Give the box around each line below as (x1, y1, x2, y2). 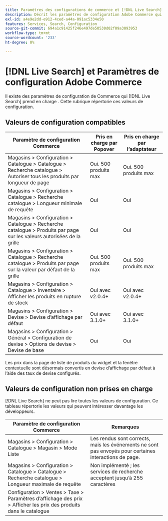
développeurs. (5, 408, 35, 414)
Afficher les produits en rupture (7, 293, 81, 300)
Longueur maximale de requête (7, 481, 81, 488)
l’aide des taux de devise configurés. (5, 370, 81, 376)
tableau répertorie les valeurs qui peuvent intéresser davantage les (5, 403, 143, 409)
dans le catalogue (7, 507, 50, 514)
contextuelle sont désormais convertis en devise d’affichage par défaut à (5, 365, 156, 371)
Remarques (111, 423, 139, 430)
